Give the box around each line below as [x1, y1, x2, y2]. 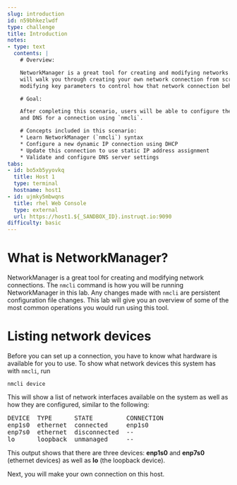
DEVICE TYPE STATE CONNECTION [7, 414, 164, 422]
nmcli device [7, 380, 46, 387]
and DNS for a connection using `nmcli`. [20, 115, 143, 122]
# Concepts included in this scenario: [20, 127, 138, 135]
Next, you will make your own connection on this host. [7, 470, 165, 478]
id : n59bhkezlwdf [7, 17, 59, 24]
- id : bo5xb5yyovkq [7, 167, 65, 174]
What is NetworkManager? [7, 250, 169, 266]
